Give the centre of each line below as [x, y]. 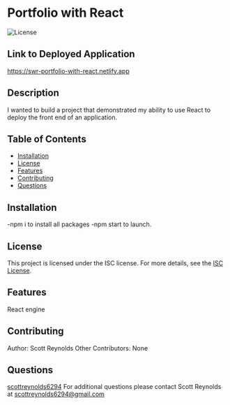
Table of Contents [47, 139]
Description [33, 93]
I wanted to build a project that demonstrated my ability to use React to [109, 110]
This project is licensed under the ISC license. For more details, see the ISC [115, 263]
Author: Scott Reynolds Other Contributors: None [78, 348]
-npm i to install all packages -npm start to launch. [79, 224]
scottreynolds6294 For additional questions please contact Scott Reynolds [114, 387]
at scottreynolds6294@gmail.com [56, 394]
